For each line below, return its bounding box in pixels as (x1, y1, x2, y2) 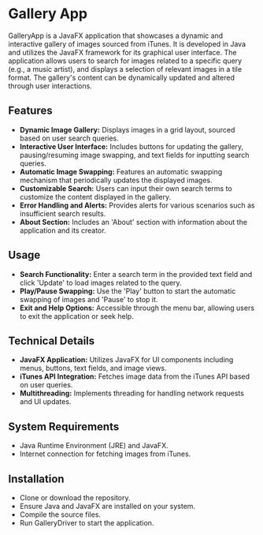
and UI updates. (19, 397, 72, 406)
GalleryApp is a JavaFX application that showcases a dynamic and (8, 31, 224, 40)
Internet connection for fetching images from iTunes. (19, 449, 191, 458)
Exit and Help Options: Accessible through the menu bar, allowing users (19, 303, 254, 312)
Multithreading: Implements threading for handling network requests (19, 388, 244, 398)
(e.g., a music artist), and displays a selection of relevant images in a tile (8, 64, 243, 73)
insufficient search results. (19, 208, 106, 218)
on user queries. (19, 380, 73, 390)
